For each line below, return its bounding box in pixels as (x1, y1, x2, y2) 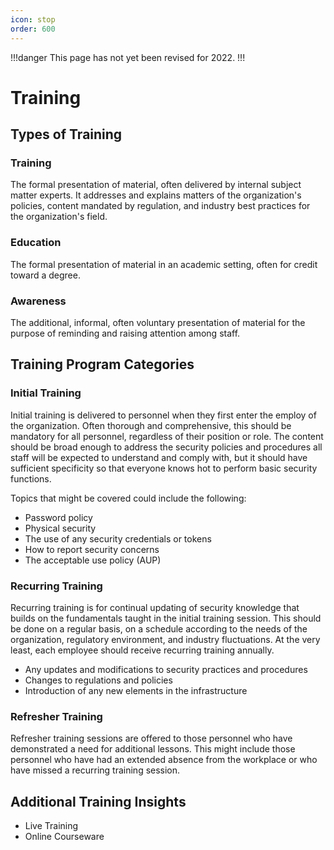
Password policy (24, 511, 93, 523)
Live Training (24, 820, 79, 832)
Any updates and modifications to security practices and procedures (24, 663, 308, 675)
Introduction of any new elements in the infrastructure (24, 684, 248, 696)
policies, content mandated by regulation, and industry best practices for (10, 200, 311, 212)
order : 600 (10, 24, 56, 34)
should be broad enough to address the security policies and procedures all (10, 441, 323, 453)
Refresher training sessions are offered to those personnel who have (10, 732, 293, 745)
